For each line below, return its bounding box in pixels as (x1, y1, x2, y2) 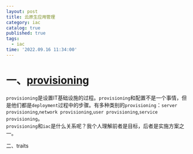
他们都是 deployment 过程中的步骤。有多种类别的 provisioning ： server (11, 101, 178, 108)
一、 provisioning (6, 74, 90, 87)
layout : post (6, 8, 38, 15)
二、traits (6, 142, 29, 149)
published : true (6, 30, 46, 36)
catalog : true (6, 25, 41, 31)
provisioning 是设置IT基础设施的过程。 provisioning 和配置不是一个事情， (6, 94, 182, 101)
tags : (6, 36, 19, 42)
